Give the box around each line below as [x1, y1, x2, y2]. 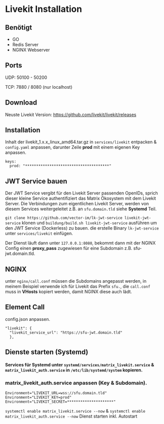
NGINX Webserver [12, 47, 50, 53]
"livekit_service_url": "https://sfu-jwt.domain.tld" [9, 330, 123, 335]
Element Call [5, 303, 45, 311]
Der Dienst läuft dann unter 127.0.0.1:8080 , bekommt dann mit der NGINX [5, 240, 156, 246]
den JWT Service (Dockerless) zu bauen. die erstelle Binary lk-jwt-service [5, 225, 159, 231]
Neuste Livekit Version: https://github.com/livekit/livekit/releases [5, 112, 137, 118]
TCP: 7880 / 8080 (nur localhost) [5, 84, 73, 90]
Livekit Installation [5, 3, 82, 15]
